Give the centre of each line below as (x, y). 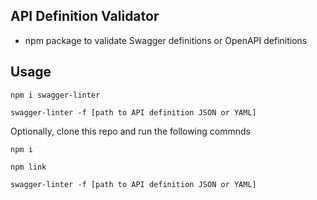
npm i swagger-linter (55, 95)
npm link (28, 167)
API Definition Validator (85, 16)
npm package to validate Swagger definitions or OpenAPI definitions (166, 40)
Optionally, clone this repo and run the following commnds (130, 131)
